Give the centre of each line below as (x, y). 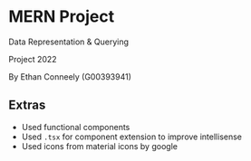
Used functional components (76, 127)
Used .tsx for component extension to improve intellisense (131, 137)
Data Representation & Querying (68, 42)
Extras (27, 105)
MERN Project (62, 17)
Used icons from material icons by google (100, 146)
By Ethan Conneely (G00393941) (70, 76)
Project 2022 (33, 59)
